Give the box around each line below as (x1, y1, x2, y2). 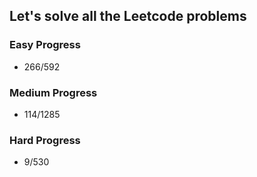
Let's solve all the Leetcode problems (9, 8, 247, 25)
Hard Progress (9, 133, 81, 147)
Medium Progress (9, 85, 98, 99)
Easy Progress (9, 38, 81, 52)
